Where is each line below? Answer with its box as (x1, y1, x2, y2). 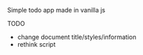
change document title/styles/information (17, 33, 137, 41)
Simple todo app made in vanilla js (7, 6, 106, 14)
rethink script (17, 40, 56, 48)
